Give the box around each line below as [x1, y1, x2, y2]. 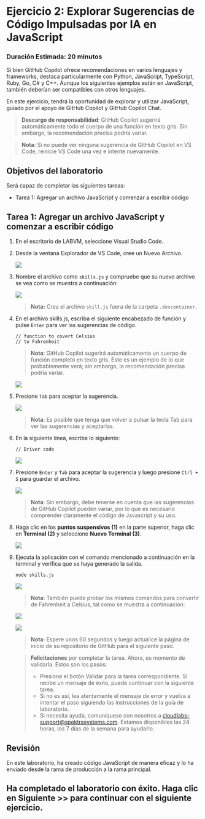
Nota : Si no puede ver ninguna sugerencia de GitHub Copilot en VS [21, 141, 192, 149]
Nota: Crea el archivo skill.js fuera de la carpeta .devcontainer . [30, 303, 197, 311]
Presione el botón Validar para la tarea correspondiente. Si [39, 673, 188, 680]
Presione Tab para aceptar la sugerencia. [15, 392, 118, 400]
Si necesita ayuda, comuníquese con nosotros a [39, 712, 161, 719]
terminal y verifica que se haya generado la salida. [15, 560, 143, 568]
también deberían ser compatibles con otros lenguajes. [6, 86, 146, 93]
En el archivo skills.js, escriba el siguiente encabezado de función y [15, 315, 186, 322]
